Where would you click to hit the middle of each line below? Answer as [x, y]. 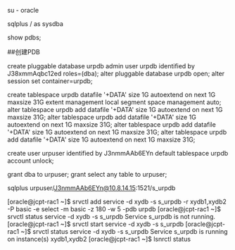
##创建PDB [24, 52]
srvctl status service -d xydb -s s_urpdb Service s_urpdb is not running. [112, 217]
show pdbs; [24, 37]
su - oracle [23, 10]
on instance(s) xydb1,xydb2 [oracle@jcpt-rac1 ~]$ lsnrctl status [99, 239]
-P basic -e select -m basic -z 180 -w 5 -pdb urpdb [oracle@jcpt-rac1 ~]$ [114, 209]
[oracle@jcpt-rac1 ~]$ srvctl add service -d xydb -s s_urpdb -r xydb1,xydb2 [117, 201]
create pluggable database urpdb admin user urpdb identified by [101, 66]
